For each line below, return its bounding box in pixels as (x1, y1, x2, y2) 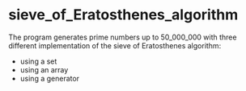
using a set (19, 56, 57, 66)
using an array (19, 64, 69, 74)
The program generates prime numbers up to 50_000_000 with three (8, 32, 237, 42)
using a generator (19, 73, 79, 83)
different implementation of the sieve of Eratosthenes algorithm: (8, 40, 222, 50)
